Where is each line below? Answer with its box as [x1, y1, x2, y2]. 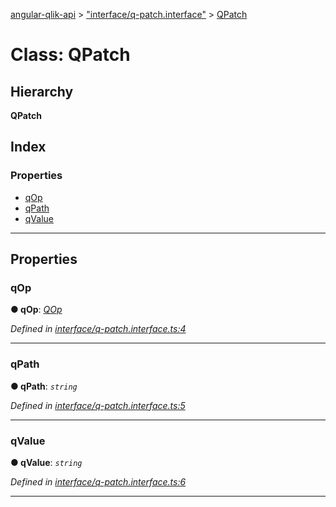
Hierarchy [10, 83, 74, 100]
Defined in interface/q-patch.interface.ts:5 [10, 399, 186, 411]
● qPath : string [10, 380, 78, 392]
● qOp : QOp [10, 304, 63, 316]
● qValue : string [10, 456, 83, 468]
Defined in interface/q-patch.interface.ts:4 [10, 323, 187, 335]
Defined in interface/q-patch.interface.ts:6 [10, 475, 187, 488]
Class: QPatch [10, 44, 131, 66]
